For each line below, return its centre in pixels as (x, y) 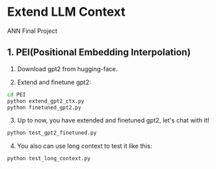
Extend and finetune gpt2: (54, 82)
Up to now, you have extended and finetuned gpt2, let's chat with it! (113, 120)
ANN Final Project (32, 31)
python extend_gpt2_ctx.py (46, 101)
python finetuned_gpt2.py (44, 107)
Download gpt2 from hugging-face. (67, 68)
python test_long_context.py (49, 159)
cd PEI (17, 94)
